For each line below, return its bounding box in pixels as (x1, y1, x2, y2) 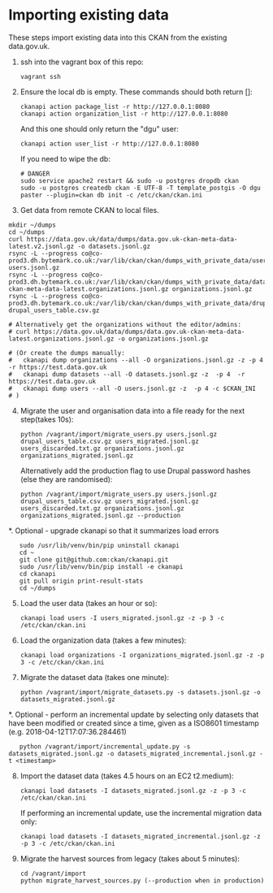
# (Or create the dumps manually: (8, 349, 126, 357)
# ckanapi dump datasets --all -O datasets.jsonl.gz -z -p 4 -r (8, 370, 245, 379)
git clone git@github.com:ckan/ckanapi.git (19, 555, 169, 564)
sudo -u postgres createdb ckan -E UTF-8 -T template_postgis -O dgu (19, 184, 262, 192)
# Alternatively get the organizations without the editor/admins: (8, 320, 242, 328)
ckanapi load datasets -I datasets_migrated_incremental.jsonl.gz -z (19, 832, 262, 840)
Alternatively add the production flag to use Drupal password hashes (19, 466, 251, 475)
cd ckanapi (19, 570, 57, 578)
